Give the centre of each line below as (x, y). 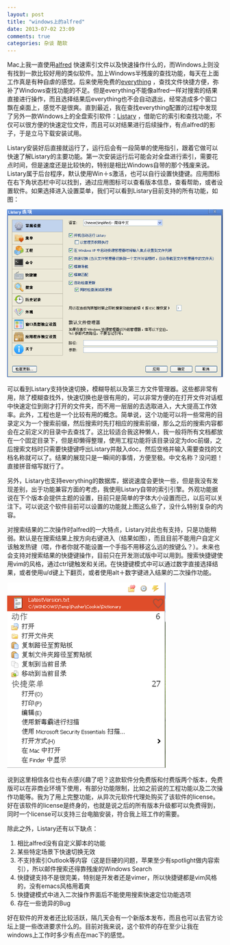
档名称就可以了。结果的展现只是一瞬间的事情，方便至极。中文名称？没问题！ (115, 457)
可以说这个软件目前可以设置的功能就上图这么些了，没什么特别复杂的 (121, 506)
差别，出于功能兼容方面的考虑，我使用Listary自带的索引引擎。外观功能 (112, 489)
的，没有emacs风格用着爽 (53, 886)
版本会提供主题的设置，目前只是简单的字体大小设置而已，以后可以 (124, 498)
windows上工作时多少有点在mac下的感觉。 (68, 935)
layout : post (26, 14)
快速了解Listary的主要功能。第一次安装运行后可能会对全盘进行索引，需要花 (113, 156)
